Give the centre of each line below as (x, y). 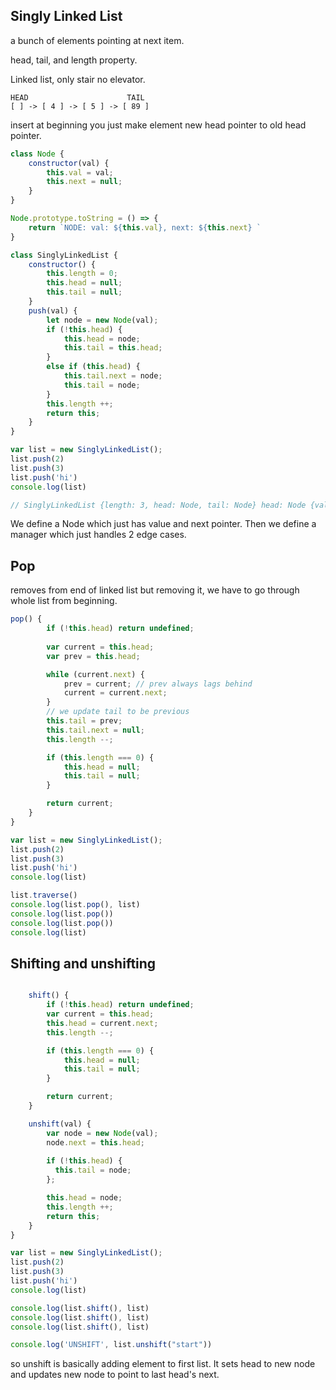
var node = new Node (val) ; (102, 1133)
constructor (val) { (69, 163)
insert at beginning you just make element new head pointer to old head (158, 125)
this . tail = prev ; (84, 721)
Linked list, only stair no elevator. (78, 79)
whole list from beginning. (64, 601)
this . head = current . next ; (102, 1023)
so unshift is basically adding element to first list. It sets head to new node (163, 1364)
